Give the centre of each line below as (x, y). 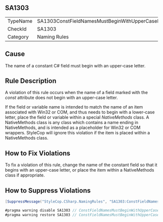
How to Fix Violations (38, 153)
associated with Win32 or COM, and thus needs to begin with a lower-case (80, 112)
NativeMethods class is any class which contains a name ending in (72, 123)
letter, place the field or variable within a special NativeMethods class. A (77, 117)
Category (18, 37)
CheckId (17, 29)
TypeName (20, 21)
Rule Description (31, 81)
